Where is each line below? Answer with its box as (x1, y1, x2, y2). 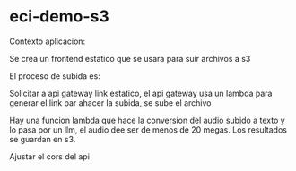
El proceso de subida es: (9, 70, 100, 81)
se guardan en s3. (9, 133, 76, 144)
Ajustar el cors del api (9, 150, 90, 162)
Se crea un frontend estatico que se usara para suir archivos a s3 (9, 53, 251, 64)
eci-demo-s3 (9, 6, 109, 27)
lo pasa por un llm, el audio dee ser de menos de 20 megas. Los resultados (9, 124, 287, 135)
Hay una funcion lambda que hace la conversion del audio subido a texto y (9, 115, 285, 125)
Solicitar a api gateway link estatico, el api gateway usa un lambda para (9, 88, 273, 98)
